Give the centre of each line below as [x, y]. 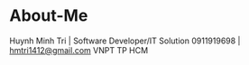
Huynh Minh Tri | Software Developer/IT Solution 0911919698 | [125, 41]
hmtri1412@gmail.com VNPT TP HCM [79, 50]
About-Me [49, 16]
